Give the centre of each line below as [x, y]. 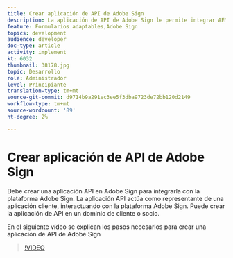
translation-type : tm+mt [43, 91]
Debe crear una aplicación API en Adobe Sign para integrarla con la [104, 191]
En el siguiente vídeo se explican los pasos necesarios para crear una [107, 227]
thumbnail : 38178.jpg [38, 65]
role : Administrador [37, 78]
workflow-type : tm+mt [38, 104]
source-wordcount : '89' [42, 110]
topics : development [37, 33]
